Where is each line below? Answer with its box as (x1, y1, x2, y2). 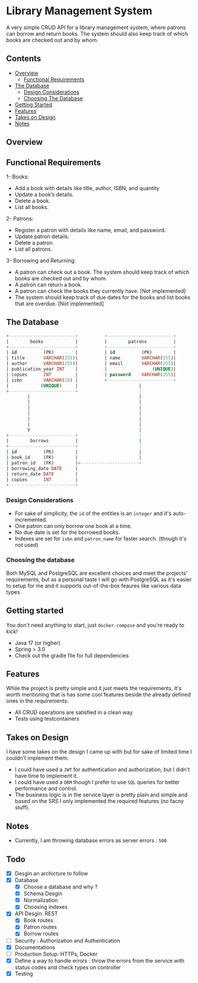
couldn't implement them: (6, 754, 69, 761)
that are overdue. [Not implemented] (14, 300, 104, 307)
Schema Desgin (23, 890, 62, 897)
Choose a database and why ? (23, 883, 98, 890)
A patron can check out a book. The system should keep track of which (14, 268, 190, 276)
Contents (6, 53, 41, 64)
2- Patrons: (6, 215, 34, 222)
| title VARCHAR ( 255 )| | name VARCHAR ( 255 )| (6, 355, 177, 361)
